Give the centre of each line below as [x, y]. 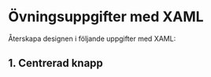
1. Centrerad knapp [56, 63]
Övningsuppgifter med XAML [106, 17]
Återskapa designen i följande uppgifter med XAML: [92, 38]
